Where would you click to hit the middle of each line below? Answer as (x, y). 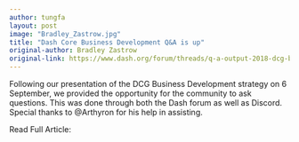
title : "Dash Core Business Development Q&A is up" (107, 42)
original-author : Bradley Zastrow (73, 51)
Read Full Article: (40, 129)
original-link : (37, 59)
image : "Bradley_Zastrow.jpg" (65, 34)
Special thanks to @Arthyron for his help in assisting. (106, 112)
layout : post (33, 26)
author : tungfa (37, 17)
